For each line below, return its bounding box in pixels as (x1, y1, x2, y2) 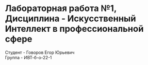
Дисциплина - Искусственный (5, 13, 136, 24)
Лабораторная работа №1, (5, 3, 117, 14)
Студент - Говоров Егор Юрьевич (5, 49, 75, 55)
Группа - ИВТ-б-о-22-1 (5, 54, 52, 60)
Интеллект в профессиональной (5, 24, 144, 34)
